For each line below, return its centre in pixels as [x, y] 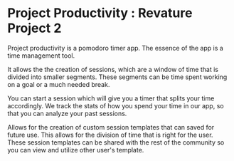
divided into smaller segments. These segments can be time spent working [117, 77]
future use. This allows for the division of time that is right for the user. [110, 135]
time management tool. [41, 56]
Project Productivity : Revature [100, 13]
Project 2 [34, 28]
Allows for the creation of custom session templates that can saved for [111, 127]
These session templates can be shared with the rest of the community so [116, 142]
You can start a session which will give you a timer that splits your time [111, 98]
